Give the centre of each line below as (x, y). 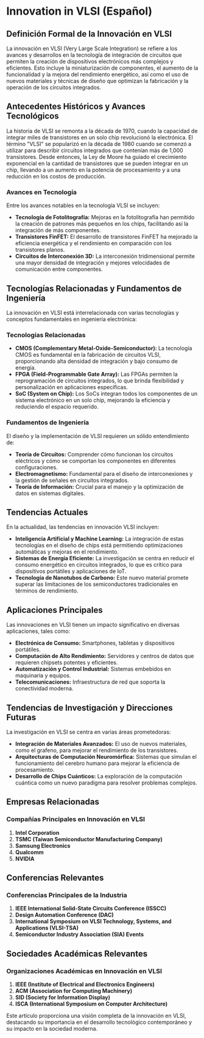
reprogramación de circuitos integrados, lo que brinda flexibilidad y (99, 381)
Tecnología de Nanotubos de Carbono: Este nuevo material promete (102, 578)
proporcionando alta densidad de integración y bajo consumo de (96, 361)
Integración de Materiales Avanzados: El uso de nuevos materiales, (101, 744)
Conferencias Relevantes (55, 878)
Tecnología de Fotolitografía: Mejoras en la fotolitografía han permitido (105, 217)
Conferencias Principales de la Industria (67, 895)
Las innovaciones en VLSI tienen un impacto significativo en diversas (93, 625)
